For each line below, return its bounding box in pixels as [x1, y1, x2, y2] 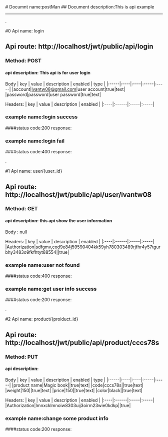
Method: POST [5, 57, 41, 64]
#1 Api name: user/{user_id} [5, 168, 62, 174]
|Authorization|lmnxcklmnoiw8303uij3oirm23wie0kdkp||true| [5, 402, 131, 408]
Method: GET [5, 205, 38, 212]
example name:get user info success [5, 285, 97, 292]
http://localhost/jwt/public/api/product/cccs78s [5, 338, 159, 347]
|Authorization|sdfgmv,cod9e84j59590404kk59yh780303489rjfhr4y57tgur [5, 244, 161, 250]
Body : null [5, 229, 27, 235]
